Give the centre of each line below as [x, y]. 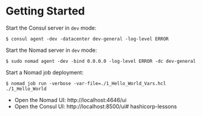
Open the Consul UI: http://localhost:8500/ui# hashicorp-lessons [96, 106]
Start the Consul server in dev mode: [51, 28]
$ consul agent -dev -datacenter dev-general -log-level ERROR [87, 39]
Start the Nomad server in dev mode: [52, 50]
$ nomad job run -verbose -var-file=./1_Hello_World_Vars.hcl [86, 83]
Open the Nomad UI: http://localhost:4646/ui [70, 100]
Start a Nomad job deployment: [45, 72]
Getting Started [45, 11]
